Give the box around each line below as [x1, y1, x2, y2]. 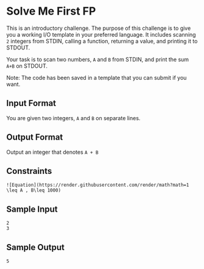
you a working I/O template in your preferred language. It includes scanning [6, 30, 196, 38]
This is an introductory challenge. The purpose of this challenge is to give [6, 24, 191, 32]
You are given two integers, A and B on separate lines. [6, 114, 141, 121]
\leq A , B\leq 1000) [6, 187, 62, 193]
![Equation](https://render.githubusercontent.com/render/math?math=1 [6, 182, 189, 188]
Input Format [6, 98, 57, 109]
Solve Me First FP [6, 4, 96, 18]
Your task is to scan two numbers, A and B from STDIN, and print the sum [6, 56, 189, 63]
